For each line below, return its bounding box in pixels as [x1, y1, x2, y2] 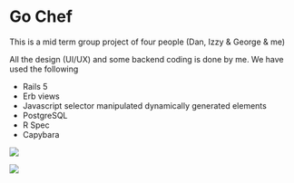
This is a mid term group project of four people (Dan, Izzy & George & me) [9, 36, 286, 47]
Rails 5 [22, 81, 48, 91]
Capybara [22, 129, 60, 140]
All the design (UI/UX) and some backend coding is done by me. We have [9, 53, 284, 64]
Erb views [22, 91, 61, 101]
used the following [9, 63, 79, 74]
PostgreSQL [22, 110, 68, 120]
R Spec [22, 120, 50, 130]
